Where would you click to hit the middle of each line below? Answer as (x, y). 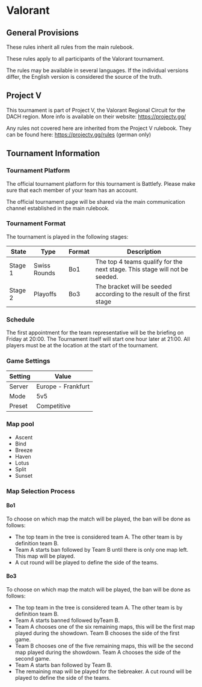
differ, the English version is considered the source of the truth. (84, 77)
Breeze (24, 450)
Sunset (24, 475)
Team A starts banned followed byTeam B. (67, 620)
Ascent (24, 437)
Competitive (53, 406)
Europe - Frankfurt (63, 386)
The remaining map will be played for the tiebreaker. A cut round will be (103, 671)
